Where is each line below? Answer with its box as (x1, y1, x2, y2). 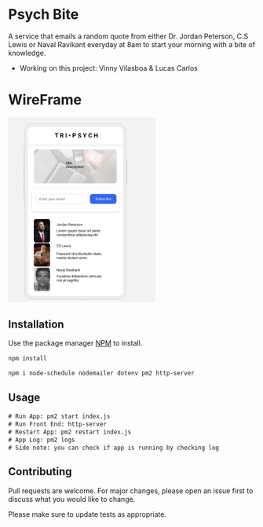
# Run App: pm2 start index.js (8, 412, 111, 420)
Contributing (8, 465, 72, 478)
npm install (8, 355, 47, 363)
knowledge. (8, 48, 46, 57)
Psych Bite (8, 5, 79, 24)
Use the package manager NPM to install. (8, 339, 143, 348)
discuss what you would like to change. (8, 494, 136, 503)
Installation (8, 317, 64, 331)
